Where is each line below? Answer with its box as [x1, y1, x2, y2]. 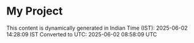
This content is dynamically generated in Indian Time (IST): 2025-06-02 [6, 24, 188, 31]
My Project [6, 4, 63, 18]
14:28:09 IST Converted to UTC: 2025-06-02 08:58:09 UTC [6, 30, 157, 38]
